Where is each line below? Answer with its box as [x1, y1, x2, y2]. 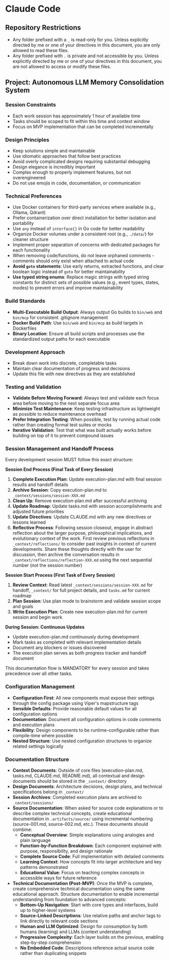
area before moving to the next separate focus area [12, 401, 120, 407]
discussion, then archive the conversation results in [12, 551, 120, 557]
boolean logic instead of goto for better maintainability [12, 269, 125, 275]
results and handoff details [12, 482, 69, 488]
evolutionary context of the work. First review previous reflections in [12, 535, 155, 542]
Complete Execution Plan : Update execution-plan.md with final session [12, 476, 162, 483]
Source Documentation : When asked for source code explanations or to [12, 805, 163, 811]
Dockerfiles [12, 325, 37, 331]
